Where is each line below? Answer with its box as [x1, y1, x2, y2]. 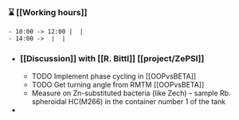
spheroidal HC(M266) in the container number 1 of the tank [31, 96, 225, 106]
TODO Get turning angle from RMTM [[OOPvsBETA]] [31, 79, 205, 89]
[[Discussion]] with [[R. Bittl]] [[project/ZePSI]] [19, 53, 205, 64]
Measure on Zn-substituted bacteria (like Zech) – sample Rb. [31, 88, 231, 98]
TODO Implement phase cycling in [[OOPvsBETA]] [31, 71, 197, 81]
